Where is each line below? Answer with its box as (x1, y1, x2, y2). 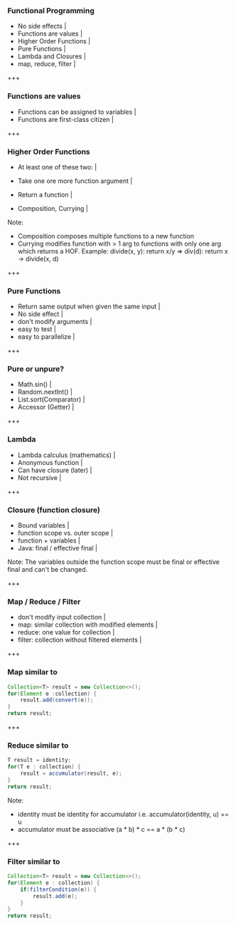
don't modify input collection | (17, 613, 106, 622)
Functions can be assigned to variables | (17, 108, 136, 116)
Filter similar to (7, 857, 60, 867)
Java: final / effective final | (17, 544, 98, 553)
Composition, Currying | (17, 204, 89, 212)
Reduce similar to (7, 740, 69, 750)
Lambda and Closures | (17, 52, 87, 61)
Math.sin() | (17, 380, 52, 389)
